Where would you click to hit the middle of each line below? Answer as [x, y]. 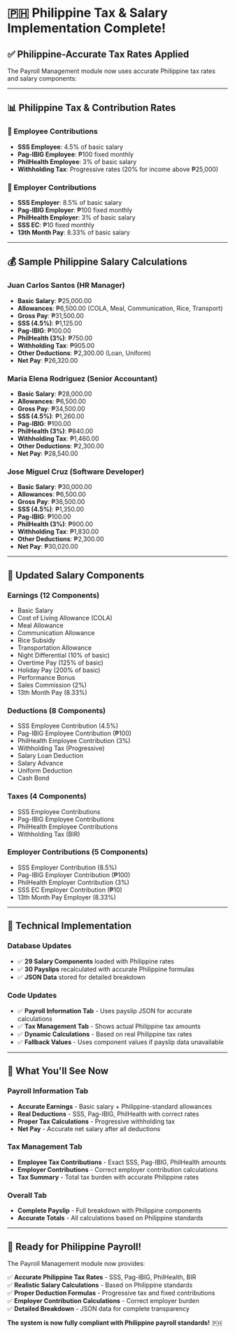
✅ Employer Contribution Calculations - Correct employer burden [103, 1300]
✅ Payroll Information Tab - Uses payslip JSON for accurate [105, 1010]
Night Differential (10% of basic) [63, 655]
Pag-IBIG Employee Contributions [66, 819]
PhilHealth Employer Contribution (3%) [73, 882]
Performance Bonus [46, 677]
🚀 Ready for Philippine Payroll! [74, 1247]
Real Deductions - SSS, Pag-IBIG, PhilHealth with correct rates [108, 1114]
